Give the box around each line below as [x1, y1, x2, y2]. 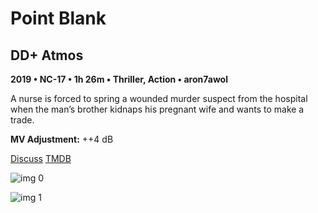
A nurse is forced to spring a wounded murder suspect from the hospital [10, 93, 308, 104]
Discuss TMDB [10, 153, 72, 164]
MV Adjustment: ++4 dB [10, 133, 114, 145]
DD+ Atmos [10, 47, 84, 64]
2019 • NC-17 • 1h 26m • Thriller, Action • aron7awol [10, 73, 229, 85]
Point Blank [10, 7, 107, 30]
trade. [10, 114, 35, 126]
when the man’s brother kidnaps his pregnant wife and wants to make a [10, 103, 305, 115]
